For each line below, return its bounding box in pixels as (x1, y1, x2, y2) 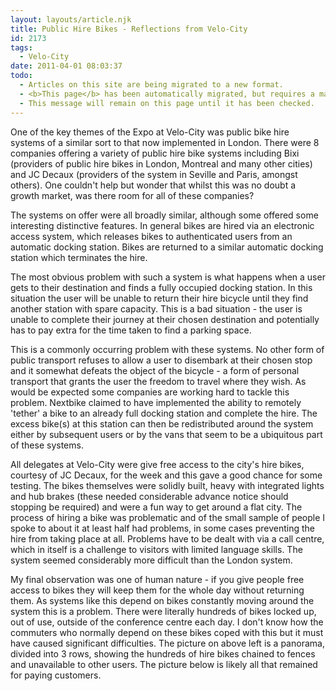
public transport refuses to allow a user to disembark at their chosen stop (10, 354, 313, 366)
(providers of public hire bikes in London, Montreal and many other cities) (10, 157, 313, 170)
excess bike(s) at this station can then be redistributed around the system (10, 417, 314, 430)
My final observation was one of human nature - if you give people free (10, 573, 305, 585)
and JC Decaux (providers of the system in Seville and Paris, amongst (10, 168, 298, 180)
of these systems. (10, 439, 84, 451)
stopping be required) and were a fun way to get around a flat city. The (10, 501, 303, 513)
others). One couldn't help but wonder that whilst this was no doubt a (10, 179, 297, 191)
